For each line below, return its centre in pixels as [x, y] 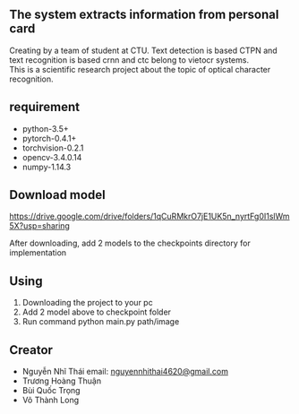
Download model [57, 195]
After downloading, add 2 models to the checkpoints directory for [130, 243]
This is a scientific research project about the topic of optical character [140, 69]
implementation [38, 253]
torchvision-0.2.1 [53, 148]
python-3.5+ [45, 128]
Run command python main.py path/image [101, 322]
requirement [45, 107]
